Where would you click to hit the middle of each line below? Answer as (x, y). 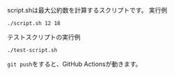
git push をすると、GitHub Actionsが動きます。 (74, 64)
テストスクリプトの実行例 (44, 37)
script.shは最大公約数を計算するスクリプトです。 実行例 (87, 10)
